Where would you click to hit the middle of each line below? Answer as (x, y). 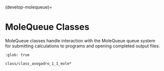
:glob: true (17, 55)
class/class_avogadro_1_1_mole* (38, 64)
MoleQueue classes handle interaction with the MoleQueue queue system (80, 40)
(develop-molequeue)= (29, 7)
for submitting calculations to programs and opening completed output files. (82, 46)
